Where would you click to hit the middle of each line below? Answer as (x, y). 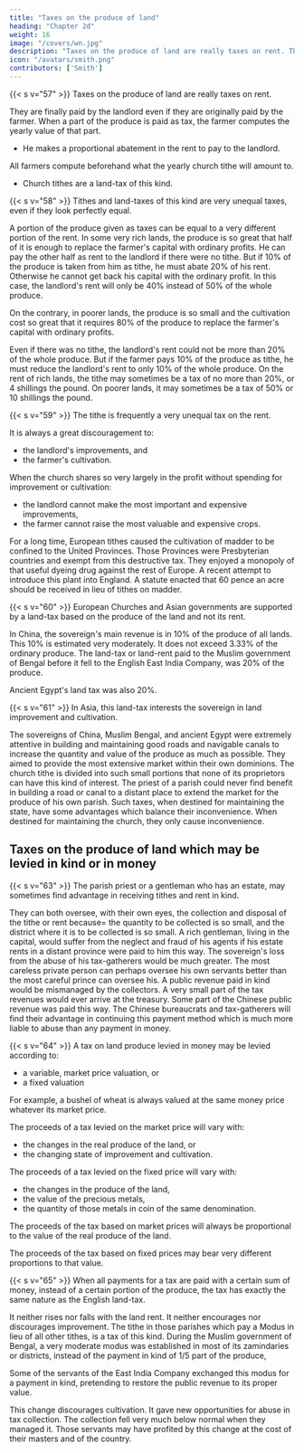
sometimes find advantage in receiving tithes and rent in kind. (124, 895)
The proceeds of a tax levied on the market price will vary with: (127, 1126)
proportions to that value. (57, 1262)
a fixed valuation (53, 1082)
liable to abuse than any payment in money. (90, 1028)
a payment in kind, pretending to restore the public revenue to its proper (143, 1382)
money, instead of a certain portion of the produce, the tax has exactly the (148, 1289)
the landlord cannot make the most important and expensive (134, 504)
